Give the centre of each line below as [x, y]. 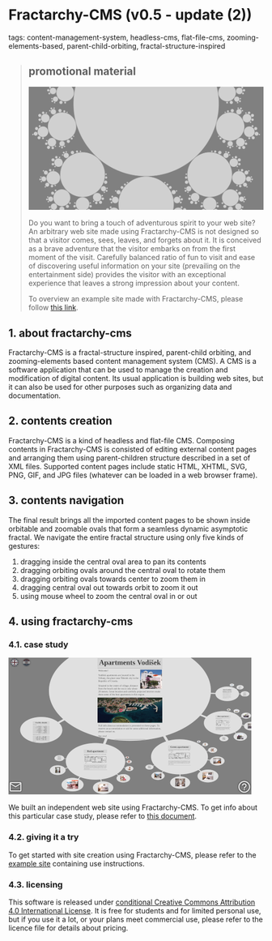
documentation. [35, 396]
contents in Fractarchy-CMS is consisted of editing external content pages [133, 449]
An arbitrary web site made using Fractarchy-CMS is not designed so [143, 232]
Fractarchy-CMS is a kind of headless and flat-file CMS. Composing [121, 440]
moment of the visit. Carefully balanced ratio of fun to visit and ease [142, 258]
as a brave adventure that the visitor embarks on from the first [132, 249]
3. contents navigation [66, 500]
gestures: [24, 545]
